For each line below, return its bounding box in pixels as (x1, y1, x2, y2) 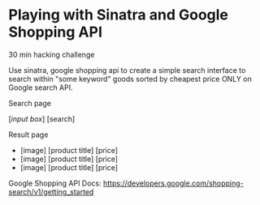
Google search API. (8, 83, 73, 92)
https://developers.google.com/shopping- (102, 178, 244, 188)
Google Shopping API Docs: (8, 178, 102, 188)
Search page (8, 98, 51, 108)
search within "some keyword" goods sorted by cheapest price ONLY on (8, 74, 252, 83)
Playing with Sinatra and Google (8, 6, 229, 24)
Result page (8, 130, 49, 139)
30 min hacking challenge (8, 49, 95, 59)
